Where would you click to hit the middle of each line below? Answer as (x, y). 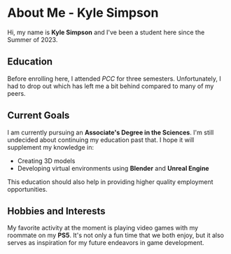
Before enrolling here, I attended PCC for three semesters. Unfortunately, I (114, 78)
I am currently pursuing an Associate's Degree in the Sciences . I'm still (111, 132)
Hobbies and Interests (57, 211)
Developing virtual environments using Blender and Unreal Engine (113, 168)
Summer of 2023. (33, 39)
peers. (16, 93)
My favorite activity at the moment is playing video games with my (103, 228)
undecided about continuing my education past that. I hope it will (101, 140)
